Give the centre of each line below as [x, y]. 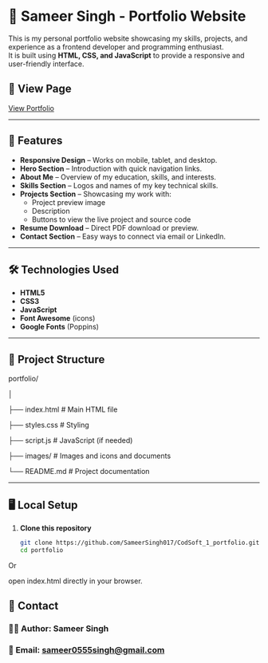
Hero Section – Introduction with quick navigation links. [111, 168]
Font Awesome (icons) [57, 318]
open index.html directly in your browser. [75, 581]
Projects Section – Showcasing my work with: [95, 194]
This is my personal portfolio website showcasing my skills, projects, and [128, 38]
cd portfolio [41, 550]
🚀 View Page [40, 89]
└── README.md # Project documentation [79, 472]
